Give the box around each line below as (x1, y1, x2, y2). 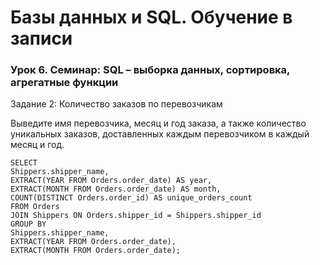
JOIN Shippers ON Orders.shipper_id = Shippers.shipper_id (10, 211, 262, 221)
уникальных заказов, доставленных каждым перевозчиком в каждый (10, 128, 310, 140)
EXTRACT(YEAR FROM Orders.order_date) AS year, (10, 176, 213, 186)
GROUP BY (10, 219, 47, 230)
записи (10, 27, 73, 50)
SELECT (10, 158, 38, 168)
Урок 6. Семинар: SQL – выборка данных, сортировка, (10, 63, 291, 77)
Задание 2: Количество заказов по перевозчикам (10, 98, 223, 110)
